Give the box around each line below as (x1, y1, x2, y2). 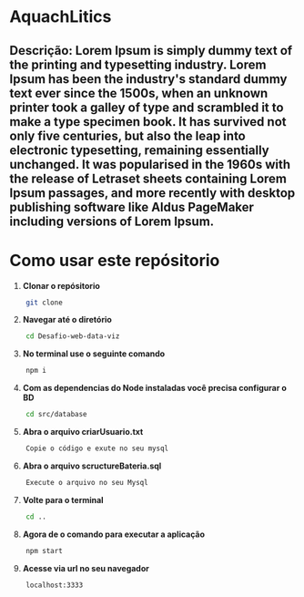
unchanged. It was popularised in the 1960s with (9, 157, 291, 172)
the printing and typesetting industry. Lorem (9, 57, 267, 72)
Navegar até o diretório (22, 314, 112, 325)
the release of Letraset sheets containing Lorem (9, 170, 288, 186)
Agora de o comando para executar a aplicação (22, 529, 206, 540)
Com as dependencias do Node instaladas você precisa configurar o (22, 383, 287, 394)
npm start (25, 546, 64, 555)
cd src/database (25, 410, 88, 419)
